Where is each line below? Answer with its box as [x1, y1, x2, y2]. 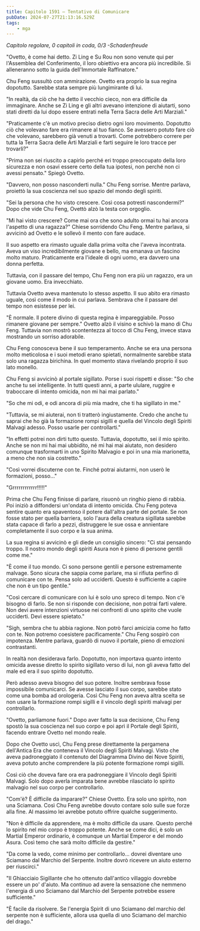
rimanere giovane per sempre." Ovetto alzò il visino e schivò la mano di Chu [6, 320, 192, 327]
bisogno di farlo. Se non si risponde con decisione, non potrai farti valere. [6, 600, 187, 607]
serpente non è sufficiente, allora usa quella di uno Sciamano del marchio [6, 912, 187, 919]
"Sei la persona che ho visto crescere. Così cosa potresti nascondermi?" [6, 199, 185, 206]
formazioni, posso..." [6, 473, 57, 480]
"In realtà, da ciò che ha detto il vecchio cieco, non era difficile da [6, 96, 168, 103]
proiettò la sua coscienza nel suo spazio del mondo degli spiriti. [6, 188, 162, 195]
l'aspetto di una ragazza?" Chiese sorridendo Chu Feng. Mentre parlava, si [6, 223, 190, 231]
